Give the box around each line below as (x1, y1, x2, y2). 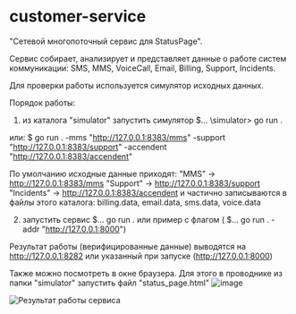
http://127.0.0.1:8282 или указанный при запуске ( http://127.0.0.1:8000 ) (9, 250, 273, 261)
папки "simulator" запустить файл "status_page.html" (9, 277, 210, 288)
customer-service (9, 6, 147, 27)
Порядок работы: (9, 97, 76, 108)
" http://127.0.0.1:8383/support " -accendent (9, 141, 167, 152)
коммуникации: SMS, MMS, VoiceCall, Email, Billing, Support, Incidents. (9, 63, 276, 73)
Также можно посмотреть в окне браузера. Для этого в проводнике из (9, 267, 283, 278)
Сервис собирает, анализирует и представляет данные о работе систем (9, 53, 287, 64)
